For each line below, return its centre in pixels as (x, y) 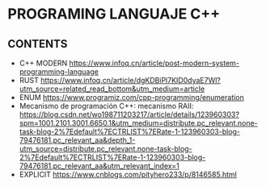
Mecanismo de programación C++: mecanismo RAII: (106, 106)
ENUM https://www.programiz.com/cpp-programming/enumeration (131, 97)
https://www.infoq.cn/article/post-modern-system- (154, 63)
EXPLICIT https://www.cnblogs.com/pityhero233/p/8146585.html (128, 175)
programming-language (59, 72)
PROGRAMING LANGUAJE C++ (114, 14)
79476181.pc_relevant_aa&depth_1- (77, 140)
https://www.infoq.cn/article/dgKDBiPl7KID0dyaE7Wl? (131, 80)
